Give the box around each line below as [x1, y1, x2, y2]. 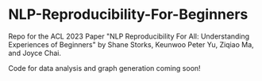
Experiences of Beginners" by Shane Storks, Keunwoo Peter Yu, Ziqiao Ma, [8, 39, 254, 49]
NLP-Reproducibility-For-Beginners [8, 6, 249, 24]
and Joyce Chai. [8, 48, 62, 57]
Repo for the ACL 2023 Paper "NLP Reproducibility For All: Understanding [8, 31, 250, 41]
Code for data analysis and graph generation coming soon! [8, 63, 201, 72]
